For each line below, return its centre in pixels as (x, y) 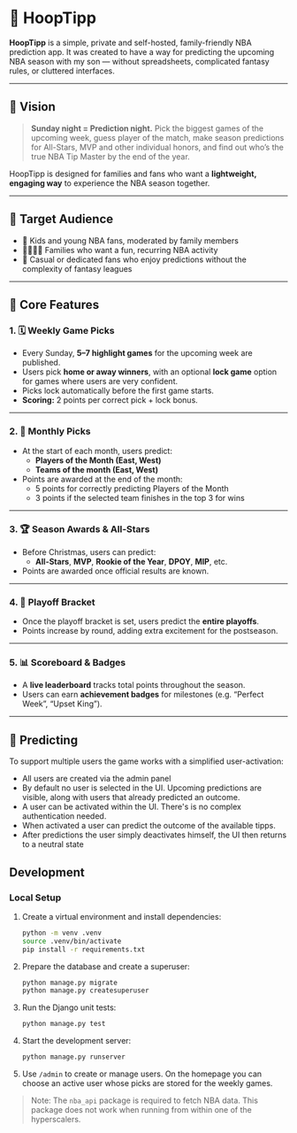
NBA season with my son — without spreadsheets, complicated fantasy (139, 61)
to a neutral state (53, 844)
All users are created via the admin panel (96, 779)
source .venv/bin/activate (72, 941)
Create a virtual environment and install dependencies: (122, 916)
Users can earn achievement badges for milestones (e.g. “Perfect (143, 695)
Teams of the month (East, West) (97, 469)
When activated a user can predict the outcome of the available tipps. (149, 826)
